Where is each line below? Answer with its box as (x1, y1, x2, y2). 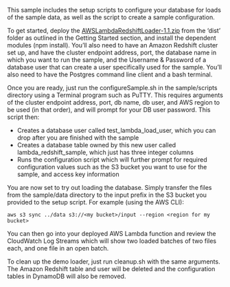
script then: (7, 113, 40, 121)
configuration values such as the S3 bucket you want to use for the (16, 163, 207, 171)
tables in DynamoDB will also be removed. (7, 272, 126, 280)
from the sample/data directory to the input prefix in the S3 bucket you (7, 191, 207, 199)
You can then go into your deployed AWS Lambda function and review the (7, 230, 216, 237)
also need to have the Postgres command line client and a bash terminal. (7, 70, 213, 78)
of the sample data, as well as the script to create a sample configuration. (7, 13, 215, 21)
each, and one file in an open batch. (7, 244, 109, 252)
